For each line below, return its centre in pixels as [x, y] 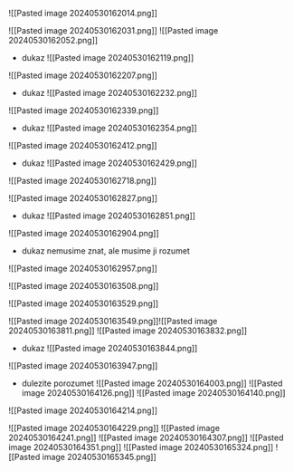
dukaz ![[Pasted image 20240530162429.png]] [109, 163]
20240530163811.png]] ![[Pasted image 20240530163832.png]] [128, 331]
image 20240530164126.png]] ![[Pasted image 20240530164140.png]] [153, 393]
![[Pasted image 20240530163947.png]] [83, 365]
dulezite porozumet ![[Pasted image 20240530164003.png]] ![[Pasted [152, 383]
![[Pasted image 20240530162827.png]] [83, 198]
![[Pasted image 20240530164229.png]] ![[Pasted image [114, 428]
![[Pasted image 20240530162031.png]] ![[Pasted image [114, 30]
